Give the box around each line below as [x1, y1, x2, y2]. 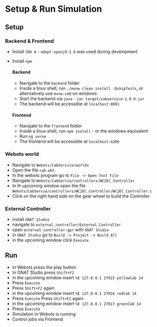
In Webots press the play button [12, 264, 77, 270]
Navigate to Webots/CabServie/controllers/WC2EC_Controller [12, 177, 135, 183]
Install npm [12, 58, 32, 64]
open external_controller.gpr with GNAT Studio [12, 226, 109, 233]
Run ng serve [19, 133, 46, 139]
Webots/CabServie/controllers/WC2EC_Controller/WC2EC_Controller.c [12, 189, 152, 194]
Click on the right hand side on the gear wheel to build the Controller [12, 193, 150, 199]
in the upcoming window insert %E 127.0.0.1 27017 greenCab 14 [12, 301, 141, 306]
